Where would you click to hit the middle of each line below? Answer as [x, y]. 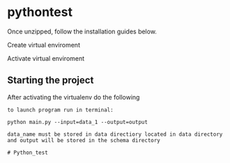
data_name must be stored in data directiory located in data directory [115, 134]
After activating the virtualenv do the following [74, 97]
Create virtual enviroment [44, 45]
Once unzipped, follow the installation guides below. [82, 31]
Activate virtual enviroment [46, 58]
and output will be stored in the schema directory [84, 140]
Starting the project [51, 80]
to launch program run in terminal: [60, 110]
